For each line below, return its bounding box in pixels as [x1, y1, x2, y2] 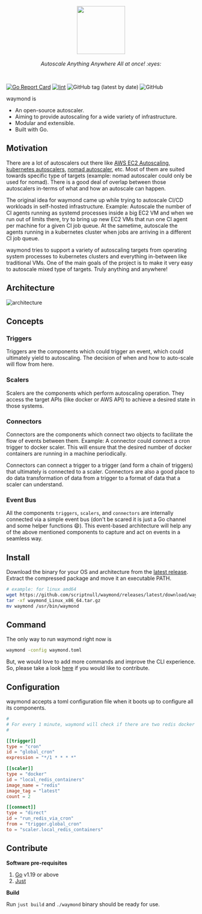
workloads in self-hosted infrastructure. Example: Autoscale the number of [6, 203, 192, 210]
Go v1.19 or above [14, 871, 59, 878]
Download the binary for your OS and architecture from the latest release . [6, 568, 188, 576]
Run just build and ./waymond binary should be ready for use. [6, 900, 161, 907]
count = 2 [6, 793, 31, 799]
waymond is [6, 95, 37, 102]
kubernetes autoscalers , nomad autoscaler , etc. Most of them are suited [6, 165, 185, 172]
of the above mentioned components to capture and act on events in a [6, 529, 180, 536]
